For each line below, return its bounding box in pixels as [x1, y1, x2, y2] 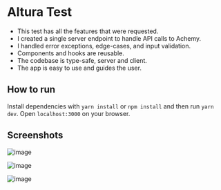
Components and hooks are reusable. [17, 49, 124, 57]
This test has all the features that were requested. [17, 27, 159, 35]
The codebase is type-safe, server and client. [17, 56, 147, 64]
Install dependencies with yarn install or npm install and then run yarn [7, 102, 214, 111]
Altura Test [7, 4, 73, 20]
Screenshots [7, 129, 64, 142]
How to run [7, 84, 56, 95]
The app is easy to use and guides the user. [17, 64, 142, 72]
